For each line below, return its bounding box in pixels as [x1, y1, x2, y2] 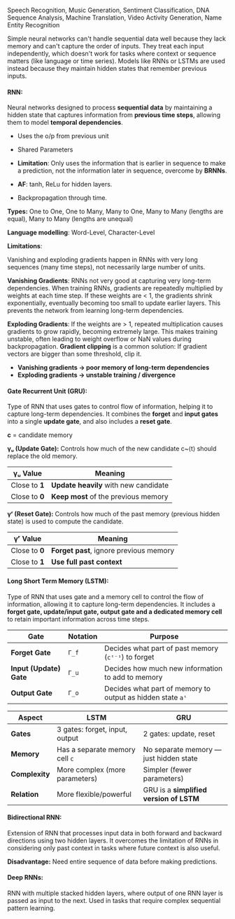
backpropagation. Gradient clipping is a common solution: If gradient [7, 342, 208, 351]
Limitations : [7, 242, 43, 250]
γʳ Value [13, 534, 42, 544]
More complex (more [57, 765, 126, 774]
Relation [10, 789, 39, 799]
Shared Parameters [17, 145, 73, 154]
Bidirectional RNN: [7, 813, 62, 821]
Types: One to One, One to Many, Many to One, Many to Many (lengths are [7, 207, 224, 216]
